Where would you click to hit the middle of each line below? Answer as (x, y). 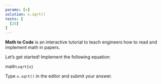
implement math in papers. (33, 47)
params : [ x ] (17, 10)
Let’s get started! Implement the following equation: (58, 57)
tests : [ (14, 19)
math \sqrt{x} (19, 67)
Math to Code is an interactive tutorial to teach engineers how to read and (81, 42)
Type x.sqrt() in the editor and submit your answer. (59, 76)
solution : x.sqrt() (25, 14)
